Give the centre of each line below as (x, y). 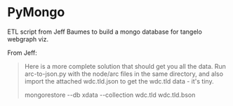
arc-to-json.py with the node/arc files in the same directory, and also (124, 74)
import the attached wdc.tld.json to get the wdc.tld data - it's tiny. (119, 81)
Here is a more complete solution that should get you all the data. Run (125, 66)
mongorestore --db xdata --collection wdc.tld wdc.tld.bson (110, 95)
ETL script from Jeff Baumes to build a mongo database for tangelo (105, 32)
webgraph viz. (28, 39)
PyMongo (36, 12)
